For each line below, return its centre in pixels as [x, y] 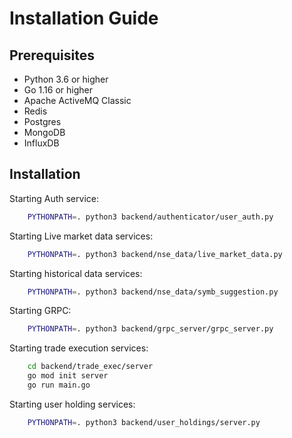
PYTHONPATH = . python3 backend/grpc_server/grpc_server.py [150, 329]
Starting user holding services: [72, 404]
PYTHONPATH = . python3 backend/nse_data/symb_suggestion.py [153, 292]
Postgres [42, 121]
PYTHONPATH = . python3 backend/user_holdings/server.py [144, 422]
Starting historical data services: [76, 273]
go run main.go [59, 385]
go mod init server [68, 376]
